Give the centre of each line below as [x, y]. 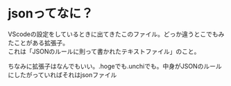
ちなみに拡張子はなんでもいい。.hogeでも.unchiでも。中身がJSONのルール [115, 66]
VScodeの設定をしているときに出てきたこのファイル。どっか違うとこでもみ [116, 34]
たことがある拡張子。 [38, 42]
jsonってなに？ [51, 14]
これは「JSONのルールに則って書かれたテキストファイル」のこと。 [104, 51]
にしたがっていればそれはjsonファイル [62, 75]
